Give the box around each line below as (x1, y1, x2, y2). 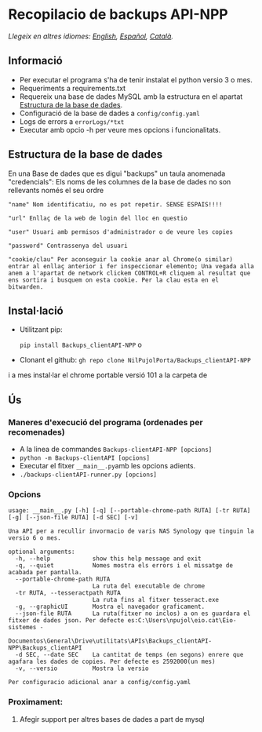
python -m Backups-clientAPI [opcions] (19, 454, 151, 462)
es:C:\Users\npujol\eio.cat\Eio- (127, 617, 237, 625)
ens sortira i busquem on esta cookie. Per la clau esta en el (8, 276, 220, 284)
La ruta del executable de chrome (92, 582, 206, 590)
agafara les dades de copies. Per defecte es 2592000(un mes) (8, 657, 216, 666)
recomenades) (8, 426, 65, 437)
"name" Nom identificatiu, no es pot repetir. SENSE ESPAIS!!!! (8, 200, 223, 209)
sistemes (8, 624, 37, 632)
